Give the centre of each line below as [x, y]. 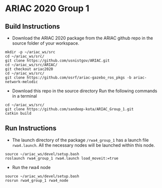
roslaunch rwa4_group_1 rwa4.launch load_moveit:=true [62, 158]
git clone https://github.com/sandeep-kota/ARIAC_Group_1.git [69, 109]
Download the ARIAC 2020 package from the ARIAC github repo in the [82, 38]
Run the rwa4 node [31, 167]
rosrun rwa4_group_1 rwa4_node [37, 180]
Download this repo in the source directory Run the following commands [84, 91]
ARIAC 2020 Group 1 [47, 9]
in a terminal [25, 96]
